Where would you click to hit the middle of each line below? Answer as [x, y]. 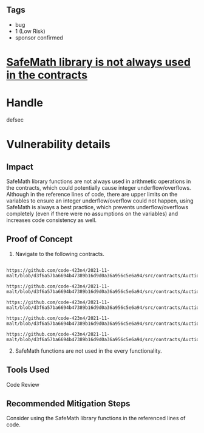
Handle [25, 103]
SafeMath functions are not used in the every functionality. [88, 351]
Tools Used [28, 370]
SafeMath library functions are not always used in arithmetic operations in [99, 181]
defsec [15, 120]
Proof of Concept [39, 239]
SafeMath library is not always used [99, 62]
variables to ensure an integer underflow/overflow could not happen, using [100, 201]
